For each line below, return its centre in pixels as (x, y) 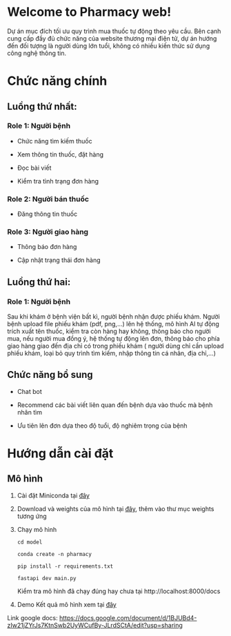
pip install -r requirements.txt (65, 566)
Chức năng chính (57, 81)
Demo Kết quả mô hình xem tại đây (67, 604)
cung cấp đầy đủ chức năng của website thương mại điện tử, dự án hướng (112, 38)
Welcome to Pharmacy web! (89, 12)
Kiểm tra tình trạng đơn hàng (58, 181)
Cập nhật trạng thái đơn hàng (59, 260)
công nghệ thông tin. (37, 53)
